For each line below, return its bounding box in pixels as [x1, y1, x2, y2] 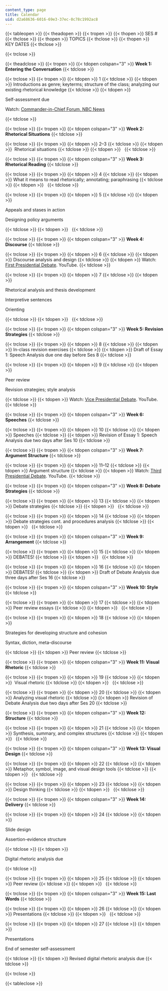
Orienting [5, 306, 25, 313]
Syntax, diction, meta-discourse [5, 639, 72, 646]
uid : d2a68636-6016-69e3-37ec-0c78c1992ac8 [5, 17, 98, 22]
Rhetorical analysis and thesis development [5, 287, 96, 293]
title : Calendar [5, 12, 39, 17]
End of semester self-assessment [5, 946, 75, 952]
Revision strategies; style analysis [5, 387, 76, 393]
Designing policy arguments [5, 216, 64, 223]
